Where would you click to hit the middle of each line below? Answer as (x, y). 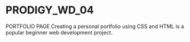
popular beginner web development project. (59, 32)
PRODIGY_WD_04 (50, 10)
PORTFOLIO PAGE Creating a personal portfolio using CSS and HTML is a (95, 26)
